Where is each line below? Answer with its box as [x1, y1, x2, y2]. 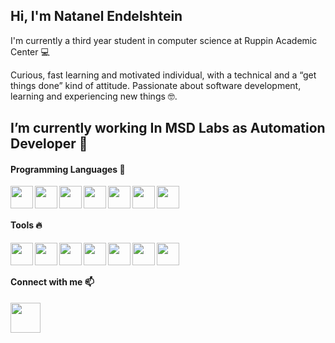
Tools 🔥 [10, 219, 43, 231]
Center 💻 [10, 45, 50, 58]
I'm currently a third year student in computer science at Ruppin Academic [10, 34, 318, 46]
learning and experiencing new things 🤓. [10, 90, 178, 102]
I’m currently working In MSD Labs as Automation [10, 120, 326, 137]
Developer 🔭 [10, 135, 88, 153]
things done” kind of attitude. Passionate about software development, [10, 79, 302, 91]
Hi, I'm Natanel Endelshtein [10, 8, 183, 25]
